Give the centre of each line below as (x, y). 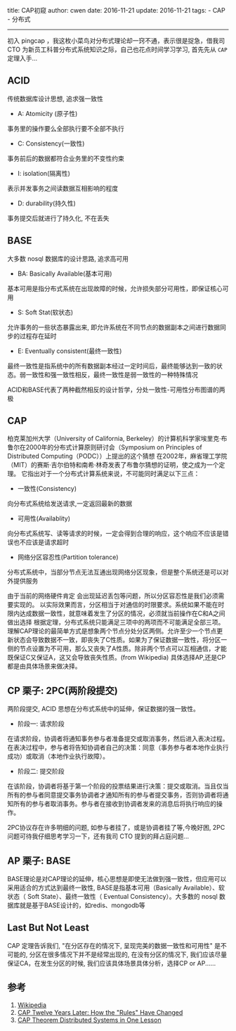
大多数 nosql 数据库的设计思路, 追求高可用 (68, 258)
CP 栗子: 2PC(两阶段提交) (63, 690)
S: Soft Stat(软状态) (45, 312)
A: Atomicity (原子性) (47, 113)
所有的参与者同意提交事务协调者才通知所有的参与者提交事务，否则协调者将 (115, 795)
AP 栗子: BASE (39, 860)
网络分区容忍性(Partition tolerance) (68, 557)
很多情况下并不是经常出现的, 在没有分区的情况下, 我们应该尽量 (137, 954)
